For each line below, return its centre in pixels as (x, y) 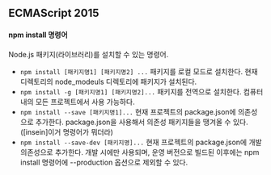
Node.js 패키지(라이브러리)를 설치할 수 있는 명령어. (89, 54)
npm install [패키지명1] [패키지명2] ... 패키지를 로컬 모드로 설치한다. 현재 (139, 71)
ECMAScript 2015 (54, 13)
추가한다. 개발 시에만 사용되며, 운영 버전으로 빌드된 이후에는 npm (157, 152)
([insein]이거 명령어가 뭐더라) (66, 131)
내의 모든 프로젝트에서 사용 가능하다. (77, 102)
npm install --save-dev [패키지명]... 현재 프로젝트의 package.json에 (133, 142)
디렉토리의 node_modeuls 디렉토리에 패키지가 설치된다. (108, 81)
